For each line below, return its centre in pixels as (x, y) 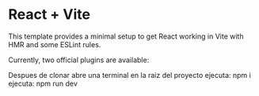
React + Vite (50, 15)
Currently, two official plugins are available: (79, 60)
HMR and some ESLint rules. (55, 44)
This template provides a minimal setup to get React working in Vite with (126, 36)
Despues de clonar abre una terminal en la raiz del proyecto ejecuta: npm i (129, 75)
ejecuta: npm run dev (43, 83)
